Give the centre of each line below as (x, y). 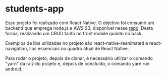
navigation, (17, 48)
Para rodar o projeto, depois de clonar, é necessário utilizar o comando (79, 58)
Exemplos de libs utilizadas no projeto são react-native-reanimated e (77, 43)
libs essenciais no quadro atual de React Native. (79, 48)
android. (14, 69)
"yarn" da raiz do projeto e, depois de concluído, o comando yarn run (77, 63)
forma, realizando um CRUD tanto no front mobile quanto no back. (74, 33)
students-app (35, 9)
